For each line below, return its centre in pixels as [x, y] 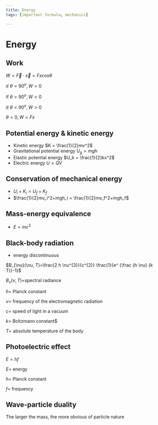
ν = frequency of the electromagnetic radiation [54, 301]
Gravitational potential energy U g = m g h [55, 152]
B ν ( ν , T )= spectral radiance [34, 281]
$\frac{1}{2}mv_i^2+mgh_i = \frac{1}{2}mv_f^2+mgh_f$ [71, 198]
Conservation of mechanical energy [64, 179]
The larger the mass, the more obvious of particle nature [65, 417]
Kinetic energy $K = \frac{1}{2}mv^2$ [53, 146]
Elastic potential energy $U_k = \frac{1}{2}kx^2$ [64, 158]
